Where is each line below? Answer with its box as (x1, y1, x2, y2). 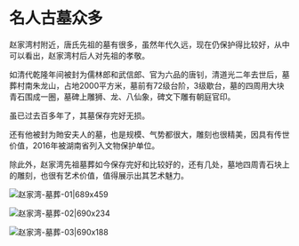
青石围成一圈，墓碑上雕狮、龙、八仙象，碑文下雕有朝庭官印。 (9, 91, 236, 102)
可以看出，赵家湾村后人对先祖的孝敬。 (9, 50, 149, 60)
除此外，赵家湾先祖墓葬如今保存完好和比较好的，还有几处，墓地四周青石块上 (9, 159, 290, 170)
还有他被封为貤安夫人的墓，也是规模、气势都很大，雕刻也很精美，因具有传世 (9, 129, 290, 139)
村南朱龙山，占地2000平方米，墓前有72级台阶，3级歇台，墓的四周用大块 (16, 80, 285, 91)
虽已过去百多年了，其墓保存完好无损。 (9, 110, 149, 121)
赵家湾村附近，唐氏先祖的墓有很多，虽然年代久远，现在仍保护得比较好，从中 (9, 39, 290, 50)
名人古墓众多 (9, 8, 104, 28)
